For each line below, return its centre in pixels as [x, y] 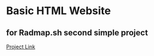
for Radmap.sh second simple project [77, 33]
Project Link [21, 47]
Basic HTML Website [59, 11]
